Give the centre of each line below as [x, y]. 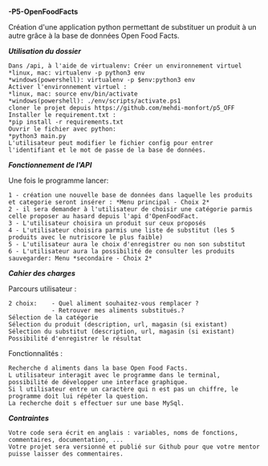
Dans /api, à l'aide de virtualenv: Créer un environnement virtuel [125, 66]
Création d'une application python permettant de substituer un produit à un [132, 27]
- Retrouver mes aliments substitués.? [118, 310]
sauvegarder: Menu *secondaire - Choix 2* [80, 258]
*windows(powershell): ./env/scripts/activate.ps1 [95, 101]
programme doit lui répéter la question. [79, 396]
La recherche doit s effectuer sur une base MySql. [96, 403]
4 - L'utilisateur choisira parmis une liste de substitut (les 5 [122, 230]
